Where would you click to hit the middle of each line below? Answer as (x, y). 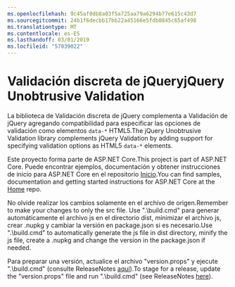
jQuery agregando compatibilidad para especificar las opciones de (104, 123)
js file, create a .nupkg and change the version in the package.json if (106, 240)
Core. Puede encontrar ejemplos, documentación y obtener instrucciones (114, 167)
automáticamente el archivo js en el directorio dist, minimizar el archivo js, (114, 217)
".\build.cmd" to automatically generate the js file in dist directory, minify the (118, 232)
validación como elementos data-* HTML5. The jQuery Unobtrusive (104, 130)
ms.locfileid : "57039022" (45, 46)
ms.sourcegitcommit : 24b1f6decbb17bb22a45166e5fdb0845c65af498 (102, 20)
